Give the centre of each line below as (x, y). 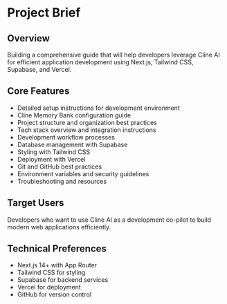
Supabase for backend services (63, 280)
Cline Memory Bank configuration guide (74, 115)
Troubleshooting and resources (62, 181)
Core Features (38, 91)
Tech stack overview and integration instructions (87, 130)
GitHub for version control (54, 294)
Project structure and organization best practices (87, 122)
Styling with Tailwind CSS (54, 152)
